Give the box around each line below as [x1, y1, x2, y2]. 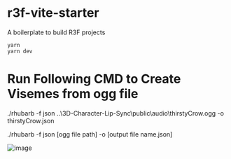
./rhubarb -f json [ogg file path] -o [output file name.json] [7, 130, 173, 138]
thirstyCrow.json [7, 116, 55, 125]
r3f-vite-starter [7, 5, 99, 21]
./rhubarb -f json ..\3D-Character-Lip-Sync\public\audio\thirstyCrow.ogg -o [7, 109, 224, 117]
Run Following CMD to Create [7, 71, 181, 87]
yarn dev [7, 48, 33, 55]
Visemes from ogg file [7, 86, 139, 102]
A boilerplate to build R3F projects [7, 28, 106, 36]
